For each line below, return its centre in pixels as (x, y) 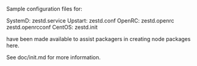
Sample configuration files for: (44, 9)
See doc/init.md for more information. (53, 57)
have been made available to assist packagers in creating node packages (99, 39)
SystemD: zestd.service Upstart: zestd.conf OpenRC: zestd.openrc (91, 20)
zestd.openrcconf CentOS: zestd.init (52, 27)
